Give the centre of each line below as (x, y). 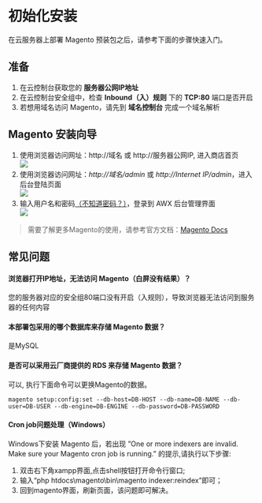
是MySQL (24, 346)
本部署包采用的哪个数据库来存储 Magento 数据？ (87, 327)
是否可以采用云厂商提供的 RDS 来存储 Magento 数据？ (96, 365)
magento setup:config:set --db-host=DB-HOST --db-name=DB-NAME (114, 400)
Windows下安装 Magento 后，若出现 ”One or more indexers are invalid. (123, 444)
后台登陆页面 (40, 184)
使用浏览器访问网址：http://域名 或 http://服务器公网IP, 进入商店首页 (129, 155)
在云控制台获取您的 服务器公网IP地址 (79, 87)
